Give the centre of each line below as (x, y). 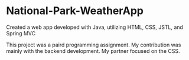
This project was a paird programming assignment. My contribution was (94, 45)
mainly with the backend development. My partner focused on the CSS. (93, 51)
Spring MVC (21, 33)
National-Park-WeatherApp (75, 11)
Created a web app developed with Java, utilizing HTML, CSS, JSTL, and (94, 27)
